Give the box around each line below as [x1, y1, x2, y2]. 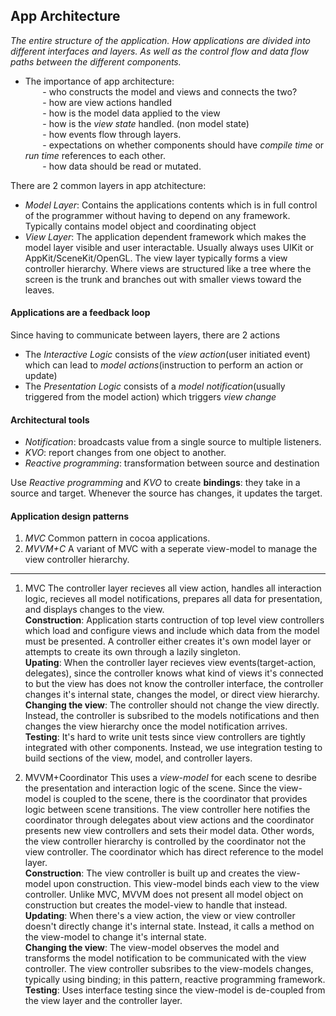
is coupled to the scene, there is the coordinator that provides [53, 793, 308, 805]
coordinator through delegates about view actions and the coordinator [24, 814, 315, 826]
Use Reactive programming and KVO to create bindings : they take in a [10, 477, 301, 489]
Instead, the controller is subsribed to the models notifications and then [24, 710, 320, 722]
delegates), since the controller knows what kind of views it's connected [24, 667, 324, 679]
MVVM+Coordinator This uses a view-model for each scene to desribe [24, 772, 317, 784]
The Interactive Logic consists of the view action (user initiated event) [24, 349, 311, 361]
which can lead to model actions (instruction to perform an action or [24, 359, 304, 371]
